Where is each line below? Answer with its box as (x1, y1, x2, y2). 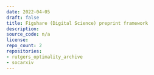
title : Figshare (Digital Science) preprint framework (6, 20, 149, 26)
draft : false (6, 15, 40, 21)
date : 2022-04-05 (6, 8, 51, 15)
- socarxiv (6, 59, 34, 65)
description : (6, 25, 40, 32)
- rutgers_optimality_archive (6, 54, 83, 60)
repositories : (6, 48, 43, 54)
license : (6, 37, 29, 43)
